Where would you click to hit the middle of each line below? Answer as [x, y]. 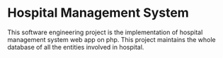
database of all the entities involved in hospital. [76, 47]
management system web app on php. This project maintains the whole [111, 39]
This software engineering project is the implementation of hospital [105, 32]
